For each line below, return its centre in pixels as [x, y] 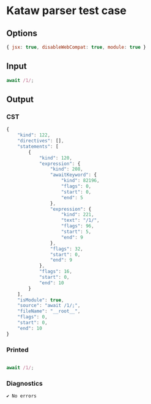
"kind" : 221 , [78, 215]
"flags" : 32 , [67, 249]
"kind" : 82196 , [80, 181]
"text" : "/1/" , [80, 221]
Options [22, 33]
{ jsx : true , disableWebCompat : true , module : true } [76, 47]
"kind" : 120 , [55, 158]
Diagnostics [24, 383]
